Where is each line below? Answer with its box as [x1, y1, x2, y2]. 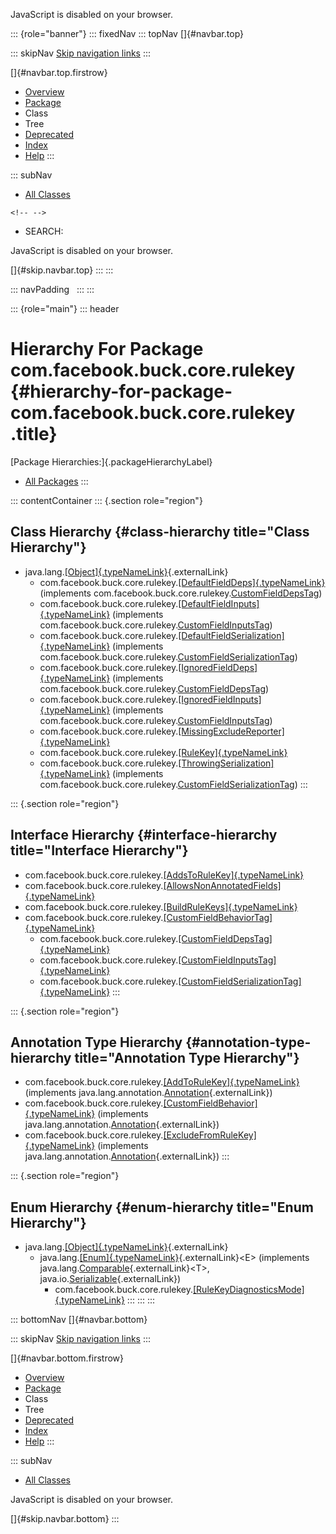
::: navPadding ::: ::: [10, 284, 95, 295]
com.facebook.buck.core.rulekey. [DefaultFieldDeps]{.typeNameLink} [39, 576, 326, 588]
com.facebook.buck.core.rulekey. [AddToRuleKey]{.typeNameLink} [24, 1076, 300, 1088]
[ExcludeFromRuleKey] [163, 1129, 257, 1141]
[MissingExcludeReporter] [178, 725, 285, 737]
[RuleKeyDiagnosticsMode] [192, 1284, 305, 1296]
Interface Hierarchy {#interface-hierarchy [10, 827, 278, 844]
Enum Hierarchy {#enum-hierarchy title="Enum [10, 1199, 314, 1216]
